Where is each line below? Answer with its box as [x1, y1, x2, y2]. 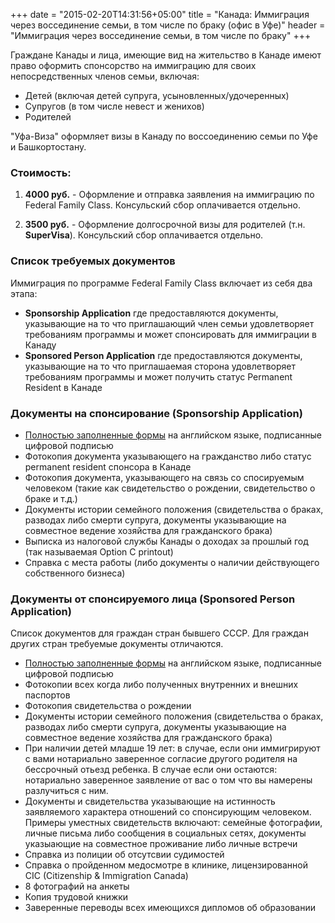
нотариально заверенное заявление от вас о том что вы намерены [24, 774, 313, 786]
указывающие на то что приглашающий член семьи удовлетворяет [24, 317, 315, 329]
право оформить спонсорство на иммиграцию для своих [10, 60, 257, 71]
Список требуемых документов [10, 254, 176, 268]
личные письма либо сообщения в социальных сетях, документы [24, 827, 307, 839]
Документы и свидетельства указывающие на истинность [24, 795, 276, 808]
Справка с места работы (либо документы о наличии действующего [24, 556, 320, 568]
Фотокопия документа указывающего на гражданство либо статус [24, 450, 312, 462]
